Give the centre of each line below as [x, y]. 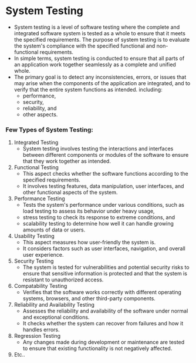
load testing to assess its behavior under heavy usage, [89, 211]
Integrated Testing [36, 143]
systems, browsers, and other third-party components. [89, 298]
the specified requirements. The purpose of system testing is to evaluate [102, 39]
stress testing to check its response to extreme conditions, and [99, 217]
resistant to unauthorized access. [63, 280]
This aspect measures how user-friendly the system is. [89, 243]
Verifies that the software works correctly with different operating [102, 293]
